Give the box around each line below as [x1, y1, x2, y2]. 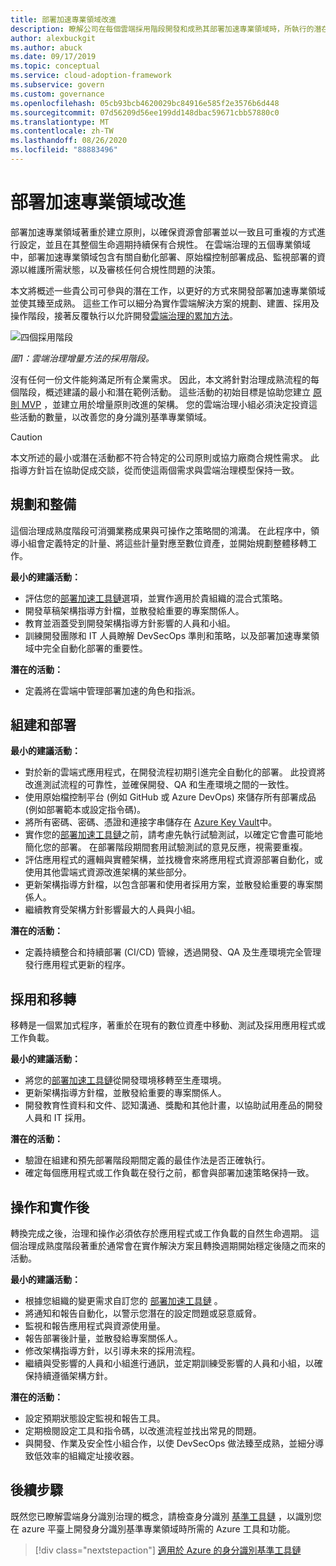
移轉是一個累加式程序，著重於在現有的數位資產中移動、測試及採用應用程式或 [10, 1019, 326, 1031]
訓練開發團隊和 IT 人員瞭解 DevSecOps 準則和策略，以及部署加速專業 [24, 629, 312, 641]
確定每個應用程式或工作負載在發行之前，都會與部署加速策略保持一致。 [24, 1167, 315, 1179]
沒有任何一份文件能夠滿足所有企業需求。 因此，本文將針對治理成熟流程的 [10, 373, 311, 385]
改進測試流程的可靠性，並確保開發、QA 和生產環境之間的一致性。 [24, 779, 295, 791]
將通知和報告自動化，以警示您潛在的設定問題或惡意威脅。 [24, 1307, 262, 1320]
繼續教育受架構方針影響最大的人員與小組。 [24, 904, 201, 916]
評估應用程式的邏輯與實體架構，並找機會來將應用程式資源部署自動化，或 [24, 854, 323, 866]
